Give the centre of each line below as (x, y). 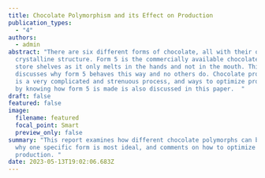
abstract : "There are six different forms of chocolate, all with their (130, 52)
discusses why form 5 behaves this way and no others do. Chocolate (130, 74)
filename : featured (47, 118)
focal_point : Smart (47, 125)
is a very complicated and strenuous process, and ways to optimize (130, 81)
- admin (28, 45)
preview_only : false (49, 132)
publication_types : (40, 23)
